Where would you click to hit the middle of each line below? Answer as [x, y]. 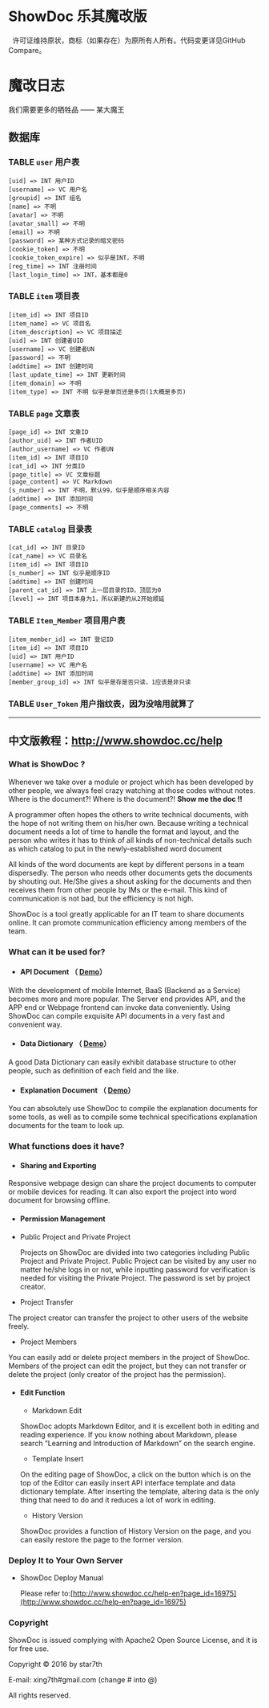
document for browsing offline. [59, 1200]
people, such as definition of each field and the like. [94, 1071]
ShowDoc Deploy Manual [62, 1578]
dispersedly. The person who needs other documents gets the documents [130, 872]
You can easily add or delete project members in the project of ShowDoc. [129, 1357]
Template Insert [58, 1458]
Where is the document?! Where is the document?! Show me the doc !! [125, 799]
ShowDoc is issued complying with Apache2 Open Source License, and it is [133, 1641]
